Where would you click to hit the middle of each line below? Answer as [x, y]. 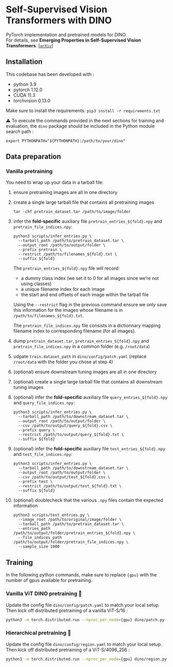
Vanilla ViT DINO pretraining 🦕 [44, 594]
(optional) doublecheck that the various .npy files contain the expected [88, 500]
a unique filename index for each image [63, 289]
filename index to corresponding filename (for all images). [74, 331]
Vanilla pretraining [29, 171]
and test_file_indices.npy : [43, 454]
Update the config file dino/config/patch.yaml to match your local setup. [83, 605]
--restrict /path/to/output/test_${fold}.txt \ [70, 486]
